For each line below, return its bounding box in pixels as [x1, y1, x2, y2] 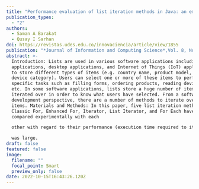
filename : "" [11, 157, 44, 163]
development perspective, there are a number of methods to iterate [11, 97, 184, 103]
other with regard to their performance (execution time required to [11, 124, 187, 131]
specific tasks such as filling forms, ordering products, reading [11, 81, 182, 87]
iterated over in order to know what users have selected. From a [11, 92, 179, 97]
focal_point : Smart [11, 163, 60, 169]
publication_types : [6, 14, 54, 20]
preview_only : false [11, 168, 62, 174]
